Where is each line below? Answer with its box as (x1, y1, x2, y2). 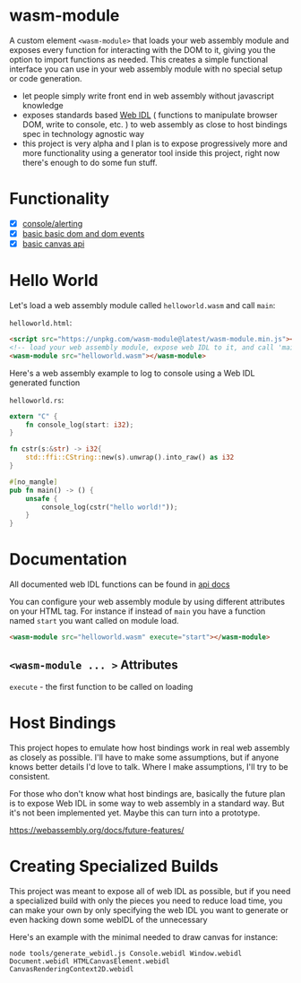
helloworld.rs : (9, 394, 64, 405)
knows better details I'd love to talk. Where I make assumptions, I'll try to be (9, 761, 288, 772)
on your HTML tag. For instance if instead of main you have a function (9, 606, 266, 617)
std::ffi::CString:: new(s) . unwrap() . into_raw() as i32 (25, 453, 235, 462)
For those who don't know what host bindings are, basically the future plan (9, 788, 286, 798)
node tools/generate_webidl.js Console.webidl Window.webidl (9, 949, 243, 958)
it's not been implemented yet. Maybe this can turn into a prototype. (9, 807, 261, 818)
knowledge (21, 99, 64, 110)
